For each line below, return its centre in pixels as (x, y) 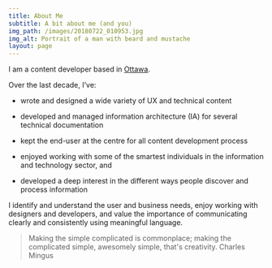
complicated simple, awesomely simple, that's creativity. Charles (137, 247)
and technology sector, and (66, 165)
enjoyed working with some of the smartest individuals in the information (142, 157)
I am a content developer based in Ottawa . (79, 69)
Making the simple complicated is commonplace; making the (130, 238)
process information (54, 190)
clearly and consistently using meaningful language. (96, 223)
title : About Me (36, 16)
